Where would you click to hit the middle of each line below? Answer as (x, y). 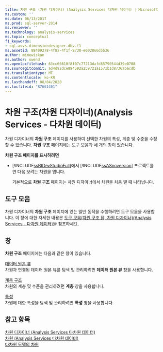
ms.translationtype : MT (29, 73)
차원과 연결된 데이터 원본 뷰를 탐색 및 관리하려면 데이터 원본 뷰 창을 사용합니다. (79, 270)
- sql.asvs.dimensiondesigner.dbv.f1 (43, 46)
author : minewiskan (25, 55)
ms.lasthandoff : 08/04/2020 (33, 82)
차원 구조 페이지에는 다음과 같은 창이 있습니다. (48, 254)
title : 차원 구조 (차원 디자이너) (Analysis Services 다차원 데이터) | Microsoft (82, 10)
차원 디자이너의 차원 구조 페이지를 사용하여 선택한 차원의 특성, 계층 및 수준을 (77, 139)
